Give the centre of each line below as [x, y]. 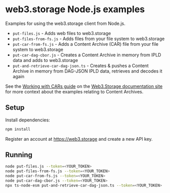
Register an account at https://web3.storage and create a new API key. [79, 139]
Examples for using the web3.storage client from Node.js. [65, 23]
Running [19, 155]
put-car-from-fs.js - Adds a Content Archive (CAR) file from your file [86, 44]
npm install [18, 129]
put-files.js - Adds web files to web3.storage [62, 33]
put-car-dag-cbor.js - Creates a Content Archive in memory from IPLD [87, 55]
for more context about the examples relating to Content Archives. [74, 91]
